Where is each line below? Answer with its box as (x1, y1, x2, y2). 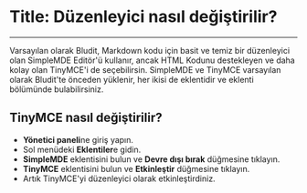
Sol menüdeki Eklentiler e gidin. (22, 144, 142, 155)
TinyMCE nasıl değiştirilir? (9, 110, 163, 126)
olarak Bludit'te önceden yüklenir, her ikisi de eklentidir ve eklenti (9, 74, 254, 85)
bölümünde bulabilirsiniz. (9, 84, 104, 95)
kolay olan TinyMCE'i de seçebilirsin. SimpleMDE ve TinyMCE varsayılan (9, 64, 281, 75)
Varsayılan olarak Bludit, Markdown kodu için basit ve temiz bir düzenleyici (9, 45, 291, 56)
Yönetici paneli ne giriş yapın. (22, 134, 134, 145)
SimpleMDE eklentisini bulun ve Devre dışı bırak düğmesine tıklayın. (22, 153, 281, 165)
